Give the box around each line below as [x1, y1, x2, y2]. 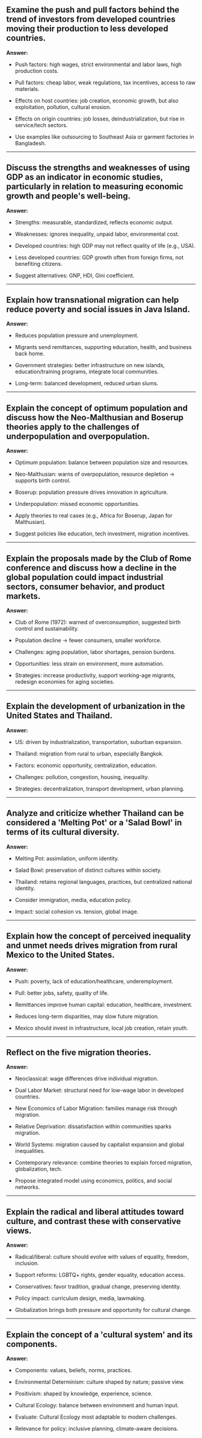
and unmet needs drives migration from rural [6, 941, 178, 951]
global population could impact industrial [6, 572, 164, 582]
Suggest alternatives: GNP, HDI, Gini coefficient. [14, 271, 135, 279]
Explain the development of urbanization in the [6, 701, 185, 711]
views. [6, 1225, 32, 1235]
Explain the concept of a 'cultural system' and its [6, 1329, 193, 1340]
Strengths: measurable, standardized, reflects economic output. [14, 218, 174, 225]
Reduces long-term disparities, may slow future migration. [14, 1012, 159, 1020]
